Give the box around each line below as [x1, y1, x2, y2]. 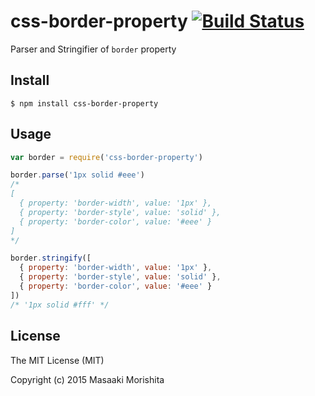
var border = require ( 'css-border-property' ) [10, 152, 203, 162]
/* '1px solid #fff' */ [10, 300, 110, 310]
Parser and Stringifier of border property [10, 43, 177, 55]
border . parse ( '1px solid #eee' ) [10, 170, 145, 180]
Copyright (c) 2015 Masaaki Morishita [10, 373, 165, 385]
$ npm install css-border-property [10, 98, 159, 109]
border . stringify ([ [10, 253, 92, 264]
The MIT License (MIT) [10, 354, 105, 366]
